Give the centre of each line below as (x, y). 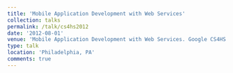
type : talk (23, 46)
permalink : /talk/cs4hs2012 (48, 26)
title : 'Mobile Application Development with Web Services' (97, 14)
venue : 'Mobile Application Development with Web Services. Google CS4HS (117, 40)
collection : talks (34, 20)
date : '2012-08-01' (36, 33)
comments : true (29, 59)
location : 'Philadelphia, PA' (51, 53)
